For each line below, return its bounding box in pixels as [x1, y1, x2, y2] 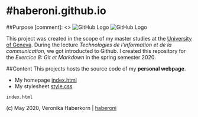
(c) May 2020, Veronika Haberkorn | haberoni [6, 104, 117, 111]
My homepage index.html [14, 76, 77, 83]
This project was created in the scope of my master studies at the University [6, 35, 192, 42]
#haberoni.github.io [6, 4, 106, 18]
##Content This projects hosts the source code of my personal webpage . [6, 65, 186, 72]
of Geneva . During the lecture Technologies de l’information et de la [6, 41, 172, 48]
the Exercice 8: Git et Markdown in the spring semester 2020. [6, 54, 157, 61]
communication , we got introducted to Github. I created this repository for [6, 47, 186, 54]
